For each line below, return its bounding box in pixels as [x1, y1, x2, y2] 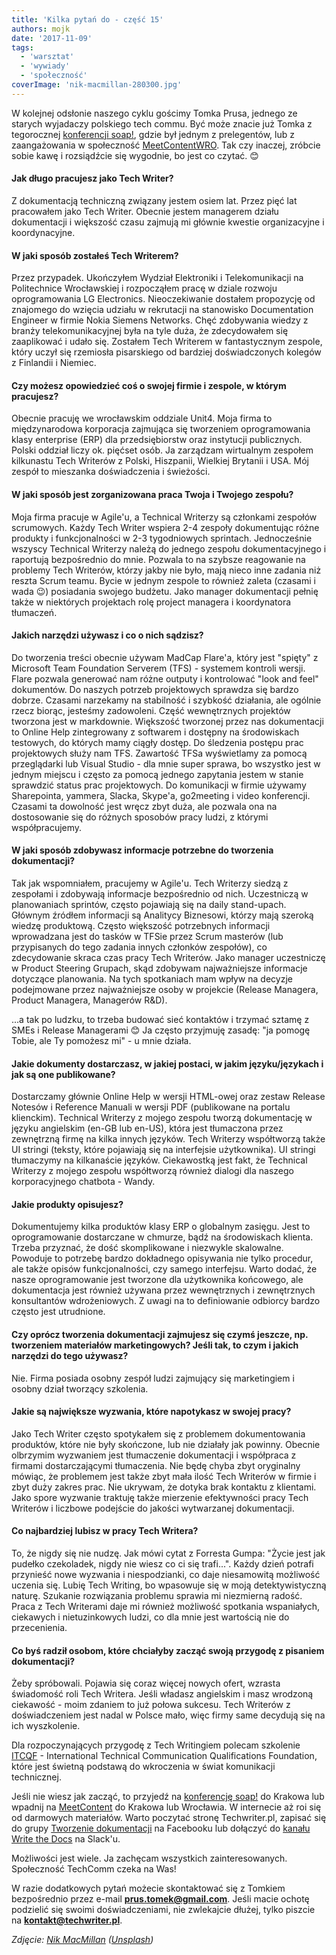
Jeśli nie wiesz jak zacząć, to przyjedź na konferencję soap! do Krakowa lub [11, 1791, 325, 1803]
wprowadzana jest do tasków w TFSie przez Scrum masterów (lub [11, 930, 284, 942]
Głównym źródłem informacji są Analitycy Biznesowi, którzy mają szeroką [11, 909, 314, 921]
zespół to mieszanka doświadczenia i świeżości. [11, 466, 211, 478]
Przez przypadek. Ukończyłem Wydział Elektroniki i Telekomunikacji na [11, 272, 304, 284]
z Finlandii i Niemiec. [11, 357, 97, 369]
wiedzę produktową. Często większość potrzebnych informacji [11, 919, 271, 931]
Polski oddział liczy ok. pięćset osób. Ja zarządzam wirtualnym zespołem [11, 444, 314, 456]
